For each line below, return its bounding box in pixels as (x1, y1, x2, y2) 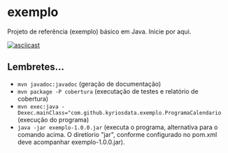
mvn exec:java (17, 103, 59, 110)
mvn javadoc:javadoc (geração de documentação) (17, 80, 162, 88)
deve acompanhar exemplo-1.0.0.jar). (17, 138, 125, 146)
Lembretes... (7, 61, 65, 73)
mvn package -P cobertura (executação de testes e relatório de (17, 87, 199, 95)
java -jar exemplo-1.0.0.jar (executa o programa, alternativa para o (17, 123, 218, 131)
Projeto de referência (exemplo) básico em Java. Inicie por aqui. (7, 27, 192, 36)
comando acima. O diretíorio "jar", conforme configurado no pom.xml (17, 130, 218, 138)
